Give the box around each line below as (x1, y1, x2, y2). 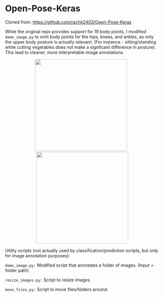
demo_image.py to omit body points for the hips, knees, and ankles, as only (5, 34, 154, 40)
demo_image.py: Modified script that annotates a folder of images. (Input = (5, 262, 154, 268)
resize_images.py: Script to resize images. (5, 277, 92, 283)
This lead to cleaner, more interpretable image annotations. (5, 49, 124, 55)
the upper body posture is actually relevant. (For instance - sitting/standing (5, 39, 157, 45)
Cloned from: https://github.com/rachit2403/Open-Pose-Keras (5, 19, 132, 25)
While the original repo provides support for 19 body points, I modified (5, 28, 147, 34)
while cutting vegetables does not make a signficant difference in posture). (5, 44, 156, 50)
